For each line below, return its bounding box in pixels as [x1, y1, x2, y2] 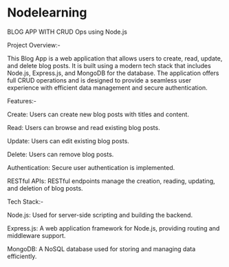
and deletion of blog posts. [7, 184, 84, 192]
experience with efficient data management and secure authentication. [7, 83, 208, 92]
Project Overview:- [7, 41, 61, 49]
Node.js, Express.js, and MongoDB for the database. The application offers [7, 69, 219, 77]
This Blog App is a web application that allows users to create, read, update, [7, 54, 223, 63]
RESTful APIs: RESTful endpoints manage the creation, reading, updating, [7, 177, 215, 185]
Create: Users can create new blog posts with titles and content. [7, 110, 189, 118]
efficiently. [7, 252, 37, 260]
